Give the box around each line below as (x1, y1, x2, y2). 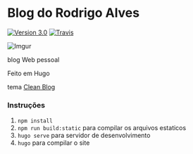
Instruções (7, 100, 46, 110)
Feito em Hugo (7, 69, 51, 77)
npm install (17, 117, 53, 124)
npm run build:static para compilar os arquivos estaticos (17, 124, 187, 132)
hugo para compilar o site (17, 139, 90, 147)
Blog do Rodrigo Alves (7, 5, 139, 21)
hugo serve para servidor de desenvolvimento (17, 131, 151, 140)
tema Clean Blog (7, 82, 56, 91)
